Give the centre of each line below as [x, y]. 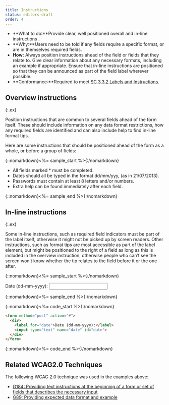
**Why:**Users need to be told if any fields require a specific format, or [88, 44]
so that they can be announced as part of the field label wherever [80, 71]
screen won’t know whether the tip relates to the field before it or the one [81, 261]
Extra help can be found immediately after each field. [68, 187]
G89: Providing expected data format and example [65, 397]
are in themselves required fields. [47, 50]
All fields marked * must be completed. [53, 170]
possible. [22, 77]
